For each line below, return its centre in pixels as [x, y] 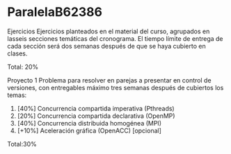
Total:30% [22, 144]
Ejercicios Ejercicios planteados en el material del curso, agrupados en [109, 31]
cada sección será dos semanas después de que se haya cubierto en [107, 46]
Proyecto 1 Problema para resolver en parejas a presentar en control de [109, 80]
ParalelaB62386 [55, 12]
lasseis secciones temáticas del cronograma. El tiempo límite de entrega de [115, 38]
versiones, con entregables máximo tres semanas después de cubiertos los [115, 87]
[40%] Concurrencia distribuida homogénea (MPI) [89, 123]
